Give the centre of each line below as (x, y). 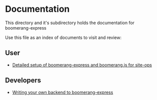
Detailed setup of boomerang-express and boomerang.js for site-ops (82, 65)
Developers (23, 81)
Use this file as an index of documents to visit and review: (63, 37)
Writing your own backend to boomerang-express (63, 92)
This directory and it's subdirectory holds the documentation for (70, 23)
